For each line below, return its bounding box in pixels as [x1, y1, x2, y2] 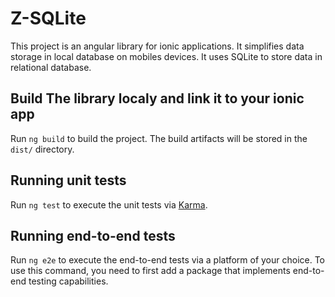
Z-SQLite [10, 7, 87, 30]
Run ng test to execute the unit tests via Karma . [10, 198, 208, 211]
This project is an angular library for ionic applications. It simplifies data [10, 40, 305, 52]
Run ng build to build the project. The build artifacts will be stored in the [10, 132, 308, 144]
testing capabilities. [28, 275, 109, 287]
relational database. [10, 61, 92, 73]
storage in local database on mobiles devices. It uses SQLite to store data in [10, 50, 323, 62]
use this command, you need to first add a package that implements [10, 265, 291, 277]
